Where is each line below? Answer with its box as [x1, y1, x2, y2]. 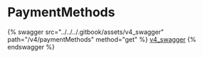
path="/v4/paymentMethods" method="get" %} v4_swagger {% [7, 35, 197, 43]
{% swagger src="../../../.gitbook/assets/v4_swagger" [7, 28, 165, 36]
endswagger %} [7, 42, 55, 51]
